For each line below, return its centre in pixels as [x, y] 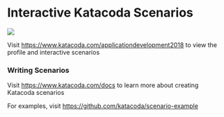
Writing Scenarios [38, 70]
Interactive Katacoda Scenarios [100, 13]
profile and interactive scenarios [54, 52]
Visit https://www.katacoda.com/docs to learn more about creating [103, 85]
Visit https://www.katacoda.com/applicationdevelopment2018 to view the [112, 45]
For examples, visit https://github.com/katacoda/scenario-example [103, 106]
